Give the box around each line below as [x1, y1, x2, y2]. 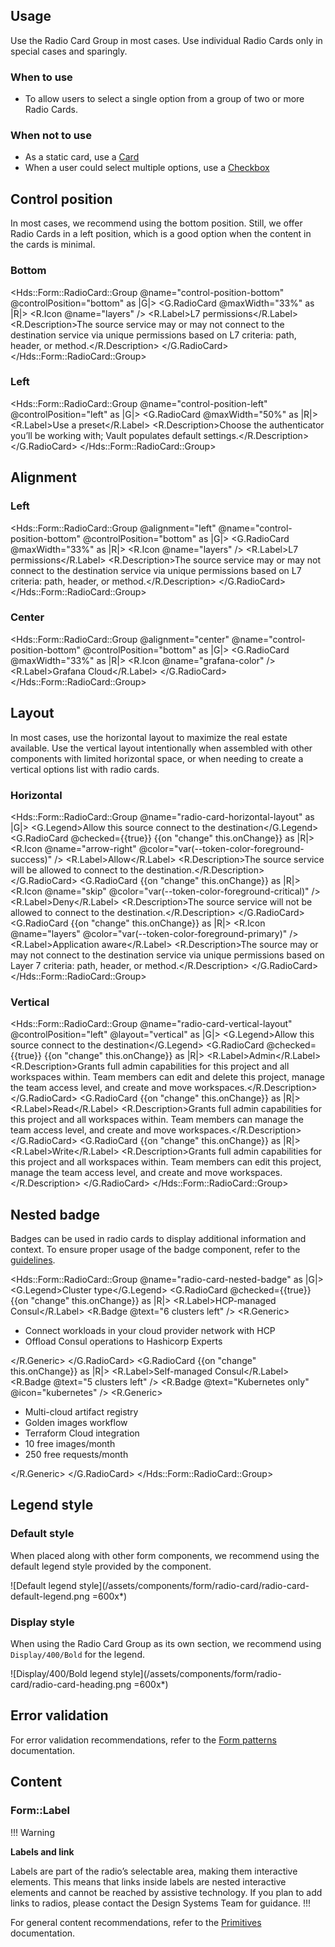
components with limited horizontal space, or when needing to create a [10, 752, 304, 764]
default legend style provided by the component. [10, 1560, 212, 1572]
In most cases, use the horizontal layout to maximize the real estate [10, 731, 288, 743]
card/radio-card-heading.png [10, 1679, 132, 1690]
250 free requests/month [24, 1449, 129, 1461]
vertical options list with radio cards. [10, 763, 160, 775]
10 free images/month [24, 1438, 116, 1450]
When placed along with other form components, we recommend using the [10, 1549, 320, 1561]
